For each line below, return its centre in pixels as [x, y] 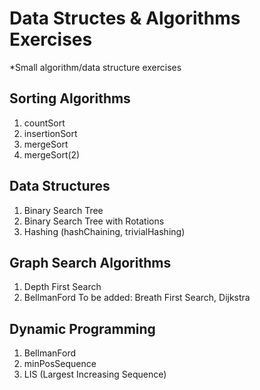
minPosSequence [60, 364]
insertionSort [50, 133]
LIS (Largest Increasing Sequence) [95, 374]
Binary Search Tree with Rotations [94, 221]
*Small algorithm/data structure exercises [95, 67]
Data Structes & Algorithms [125, 18]
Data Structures [60, 186]
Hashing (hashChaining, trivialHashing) [104, 231]
